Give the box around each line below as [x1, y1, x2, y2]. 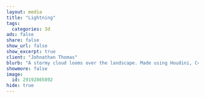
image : [6, 71, 23, 77]
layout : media [6, 9, 43, 15]
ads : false [6, 32, 34, 38]
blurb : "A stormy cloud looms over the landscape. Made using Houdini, [6, 60, 192, 66]
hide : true [6, 83, 34, 89]
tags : [6, 20, 20, 26]
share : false [6, 37, 40, 43]
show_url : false [6, 43, 48, 49]
